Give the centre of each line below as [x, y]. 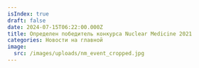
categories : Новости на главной [55, 40]
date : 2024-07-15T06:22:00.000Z [55, 27]
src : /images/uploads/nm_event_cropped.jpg [79, 54]
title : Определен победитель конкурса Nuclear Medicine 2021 [100, 34]
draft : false [27, 21]
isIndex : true [28, 14]
